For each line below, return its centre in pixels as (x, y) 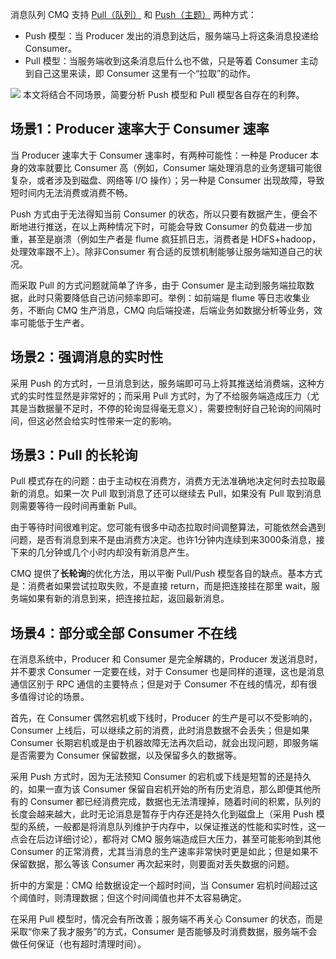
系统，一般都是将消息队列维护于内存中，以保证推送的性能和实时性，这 (172, 827)
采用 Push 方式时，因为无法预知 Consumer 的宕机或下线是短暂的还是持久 (161, 777)
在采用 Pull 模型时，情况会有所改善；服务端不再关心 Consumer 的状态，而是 (167, 919)
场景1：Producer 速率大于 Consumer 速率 (140, 129)
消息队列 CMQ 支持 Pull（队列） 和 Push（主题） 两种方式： (134, 14)
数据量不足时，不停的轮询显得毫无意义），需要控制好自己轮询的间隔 (174, 408)
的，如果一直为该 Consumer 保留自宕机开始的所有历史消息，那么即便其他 (161, 789)
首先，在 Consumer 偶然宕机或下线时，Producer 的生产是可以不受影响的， (164, 718)
